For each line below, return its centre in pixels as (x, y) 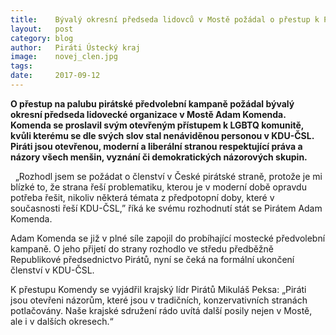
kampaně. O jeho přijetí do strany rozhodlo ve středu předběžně (142, 248)
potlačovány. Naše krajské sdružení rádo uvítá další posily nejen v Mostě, (161, 310)
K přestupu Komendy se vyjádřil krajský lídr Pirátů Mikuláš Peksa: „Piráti (158, 289)
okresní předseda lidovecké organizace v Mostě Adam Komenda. (148, 114)
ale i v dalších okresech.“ (62, 321)
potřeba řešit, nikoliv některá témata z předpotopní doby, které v (142, 197)
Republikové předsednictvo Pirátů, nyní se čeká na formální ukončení (152, 259)
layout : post (42, 29)
